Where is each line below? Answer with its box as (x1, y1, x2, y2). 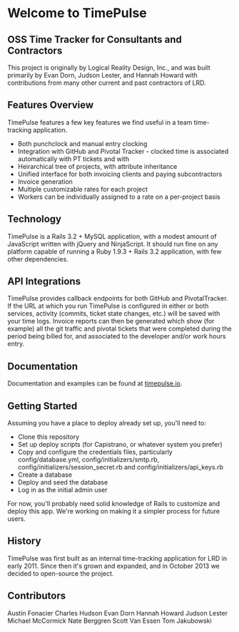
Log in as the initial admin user (17, 486, 108, 494)
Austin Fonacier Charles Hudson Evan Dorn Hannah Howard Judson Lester (7, 608, 228, 617)
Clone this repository (17, 432, 80, 441)
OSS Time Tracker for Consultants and (7, 33, 182, 46)
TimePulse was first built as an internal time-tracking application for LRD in (7, 554, 227, 562)
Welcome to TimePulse (7, 5, 148, 21)
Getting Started (7, 400, 78, 412)
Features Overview (7, 99, 94, 111)
